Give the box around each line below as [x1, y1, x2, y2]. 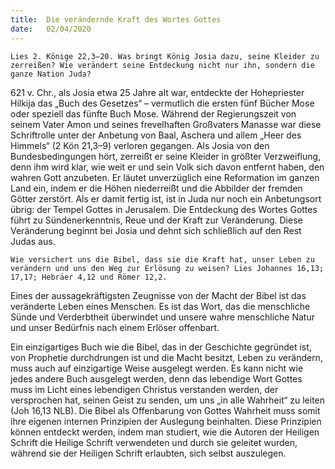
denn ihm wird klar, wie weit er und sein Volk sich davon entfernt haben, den [10, 161, 325, 173]
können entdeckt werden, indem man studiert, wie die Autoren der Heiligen [10, 426, 320, 438]
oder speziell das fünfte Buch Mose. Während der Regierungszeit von [10, 107, 297, 120]
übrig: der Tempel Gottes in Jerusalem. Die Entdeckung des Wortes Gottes [10, 203, 318, 215]
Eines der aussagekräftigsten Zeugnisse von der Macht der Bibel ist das [10, 289, 307, 301]
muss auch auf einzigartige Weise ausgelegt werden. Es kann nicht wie [10, 362, 304, 374]
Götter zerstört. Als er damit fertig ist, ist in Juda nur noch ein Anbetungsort [10, 192, 322, 205]
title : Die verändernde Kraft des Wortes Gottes [10, 14, 222, 25]
